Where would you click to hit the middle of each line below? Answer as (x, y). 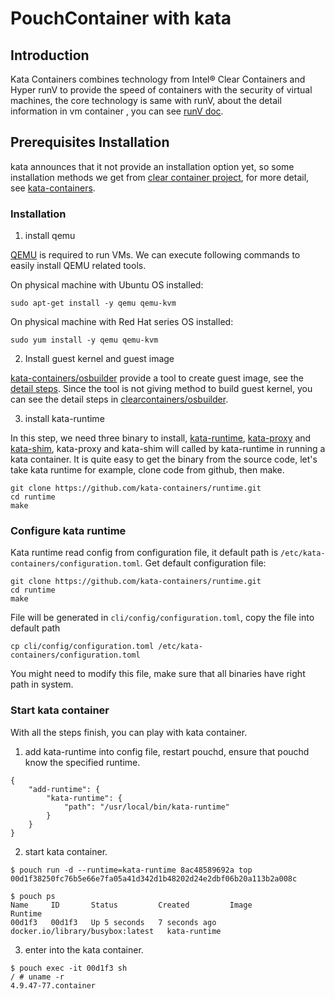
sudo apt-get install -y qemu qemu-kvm (93, 303)
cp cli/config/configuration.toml (82, 647)
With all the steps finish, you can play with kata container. (129, 732)
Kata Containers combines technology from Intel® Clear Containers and (158, 79)
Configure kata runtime (68, 531)
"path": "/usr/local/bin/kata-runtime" (146, 807)
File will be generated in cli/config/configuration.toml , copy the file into (162, 618)
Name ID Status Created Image (131, 905)
